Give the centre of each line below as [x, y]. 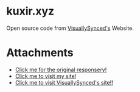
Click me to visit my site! [46, 76]
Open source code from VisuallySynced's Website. [70, 28]
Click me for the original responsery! [61, 69]
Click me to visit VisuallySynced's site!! [64, 82]
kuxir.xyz [30, 11]
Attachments [40, 53]
